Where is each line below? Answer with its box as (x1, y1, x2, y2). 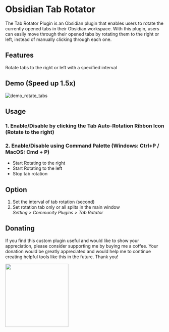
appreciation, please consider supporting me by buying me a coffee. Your (5, 243, 158, 249)
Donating (5, 224, 35, 233)
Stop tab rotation (12, 171, 48, 177)
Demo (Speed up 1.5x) (5, 79, 76, 88)
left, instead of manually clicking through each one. (5, 36, 112, 42)
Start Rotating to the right (12, 160, 66, 166)
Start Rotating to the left (12, 165, 63, 171)
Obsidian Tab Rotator (5, 4, 96, 15)
